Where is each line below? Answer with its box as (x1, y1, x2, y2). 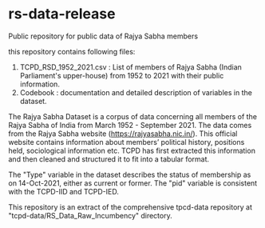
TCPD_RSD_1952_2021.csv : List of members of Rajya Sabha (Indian (19, 62, 242, 72)
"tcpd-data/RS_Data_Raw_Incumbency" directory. (8, 210, 173, 220)
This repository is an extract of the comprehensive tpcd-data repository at (8, 202, 253, 212)
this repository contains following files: (8, 46, 136, 56)
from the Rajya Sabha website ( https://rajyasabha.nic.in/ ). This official (8, 129, 238, 138)
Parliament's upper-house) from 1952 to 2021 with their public (19, 70, 224, 80)
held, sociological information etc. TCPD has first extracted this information (8, 146, 255, 155)
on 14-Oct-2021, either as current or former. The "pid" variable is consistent (8, 178, 258, 188)
